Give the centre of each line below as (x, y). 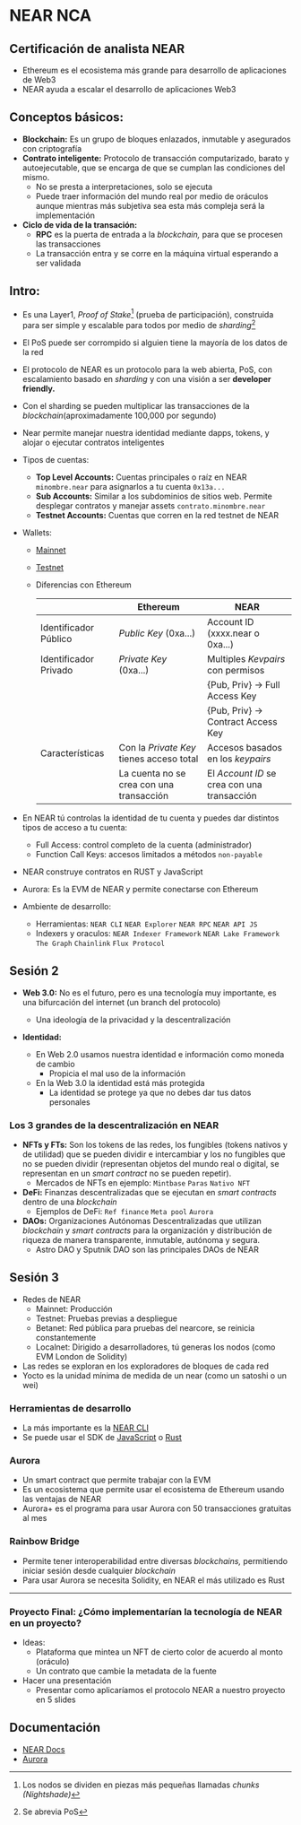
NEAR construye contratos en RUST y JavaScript (112, 872)
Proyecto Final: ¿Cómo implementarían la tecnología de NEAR (146, 1612)
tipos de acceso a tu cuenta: (75, 827)
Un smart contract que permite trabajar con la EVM (116, 1480)
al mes (34, 1518)
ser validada (58, 263)
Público (56, 639)
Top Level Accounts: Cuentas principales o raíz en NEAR (142, 477)
